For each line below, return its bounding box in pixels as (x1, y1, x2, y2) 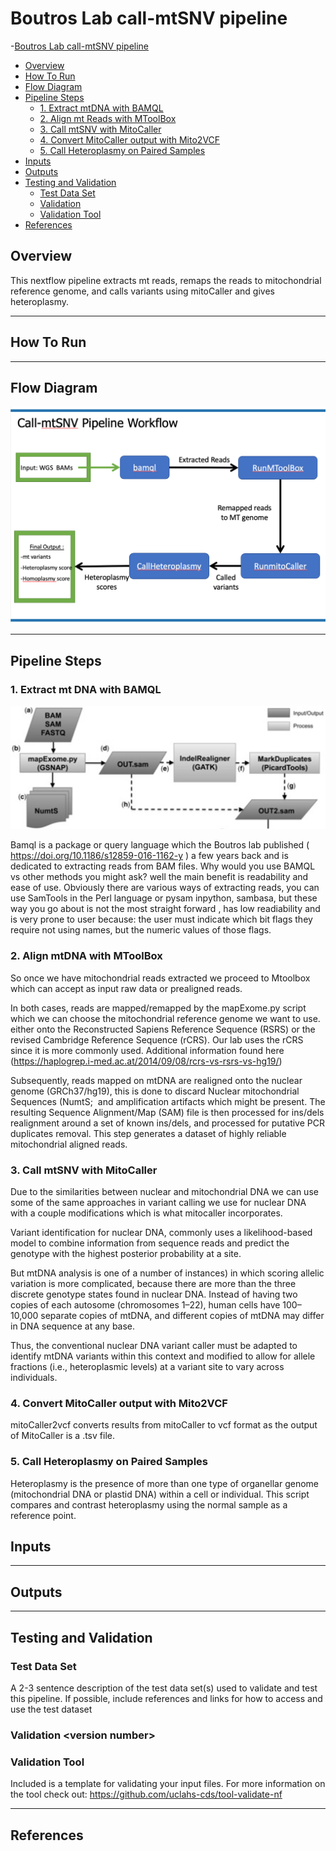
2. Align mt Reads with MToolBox (39, 112, 177, 124)
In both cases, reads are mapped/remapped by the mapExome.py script (10, 1002, 307, 1014)
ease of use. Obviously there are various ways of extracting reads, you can (10, 882, 320, 894)
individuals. (10, 1372, 58, 1383)
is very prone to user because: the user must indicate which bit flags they (10, 913, 313, 926)
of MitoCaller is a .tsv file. (10, 1430, 115, 1442)
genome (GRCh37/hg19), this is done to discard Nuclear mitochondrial (10, 1085, 300, 1097)
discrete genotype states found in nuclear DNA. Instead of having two (10, 1288, 298, 1300)
